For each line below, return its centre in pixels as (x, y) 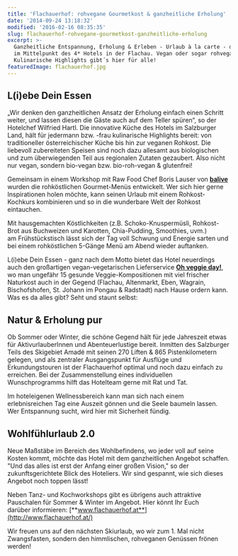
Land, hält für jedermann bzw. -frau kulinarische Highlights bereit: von (110, 135)
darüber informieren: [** (42, 510)
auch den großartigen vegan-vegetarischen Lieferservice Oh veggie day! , (115, 267)
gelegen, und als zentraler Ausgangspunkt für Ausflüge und (95, 360)
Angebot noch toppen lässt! (48, 481)
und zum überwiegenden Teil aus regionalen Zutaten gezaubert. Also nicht (116, 158)
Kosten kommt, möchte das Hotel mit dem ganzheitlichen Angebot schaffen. (119, 459)
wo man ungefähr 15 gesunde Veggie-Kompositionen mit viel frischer (108, 275)
